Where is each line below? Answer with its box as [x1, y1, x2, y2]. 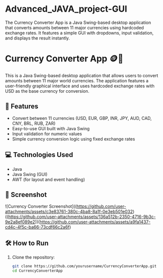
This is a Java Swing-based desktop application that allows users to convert [5, 72, 159, 79]
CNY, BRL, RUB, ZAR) [12, 120, 56, 126]
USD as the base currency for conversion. [5, 88, 89, 94]
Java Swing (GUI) [12, 171, 48, 177]
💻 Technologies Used [5, 151, 73, 159]
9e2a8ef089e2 [5, 219, 36, 225]
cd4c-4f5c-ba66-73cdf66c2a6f [5, 224, 70, 230]
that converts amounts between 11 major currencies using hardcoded [5, 24, 144, 30]
